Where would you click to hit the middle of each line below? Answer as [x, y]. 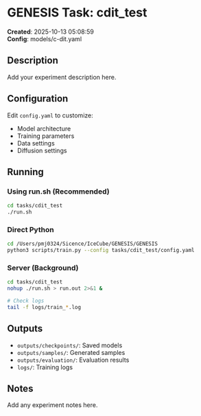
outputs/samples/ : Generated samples [71, 352]
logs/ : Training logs [45, 367]
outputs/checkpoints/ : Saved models [70, 345]
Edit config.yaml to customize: [50, 115]
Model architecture [44, 128]
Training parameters [46, 136]
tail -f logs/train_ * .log [44, 307]
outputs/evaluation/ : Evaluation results [73, 360]
